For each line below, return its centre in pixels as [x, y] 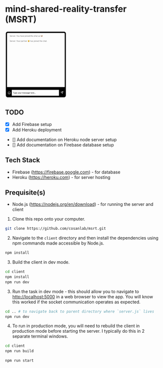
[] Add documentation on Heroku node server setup [64, 139]
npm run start [20, 361]
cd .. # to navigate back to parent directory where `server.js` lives [80, 311]
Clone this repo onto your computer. [49, 219]
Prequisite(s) [25, 192]
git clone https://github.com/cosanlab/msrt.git [56, 229]
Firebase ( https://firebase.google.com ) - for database [66, 172]
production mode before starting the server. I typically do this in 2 [78, 331]
